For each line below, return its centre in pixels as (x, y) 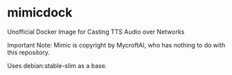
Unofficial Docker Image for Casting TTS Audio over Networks (96, 32)
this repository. (29, 52)
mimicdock (40, 13)
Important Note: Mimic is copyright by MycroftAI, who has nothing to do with (116, 45)
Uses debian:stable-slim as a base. (57, 65)
